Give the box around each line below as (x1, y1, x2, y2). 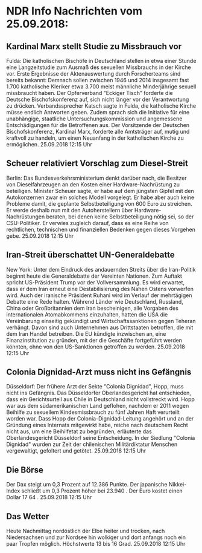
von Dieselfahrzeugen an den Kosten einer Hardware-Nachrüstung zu (6, 180, 180, 188)
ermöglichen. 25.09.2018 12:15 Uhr (6, 141, 92, 148)
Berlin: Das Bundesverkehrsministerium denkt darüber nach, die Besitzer (6, 174, 187, 182)
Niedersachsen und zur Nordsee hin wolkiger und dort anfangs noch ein (6, 534, 186, 541)
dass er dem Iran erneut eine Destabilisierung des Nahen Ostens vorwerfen (6, 285, 194, 292)
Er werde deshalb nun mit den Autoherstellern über (6, 206, 134, 214)
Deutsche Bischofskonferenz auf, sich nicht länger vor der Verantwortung (6, 96, 189, 103)
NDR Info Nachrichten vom (6, 4, 143, 18)
